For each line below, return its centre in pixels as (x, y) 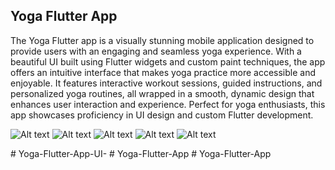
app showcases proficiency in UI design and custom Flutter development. (162, 115)
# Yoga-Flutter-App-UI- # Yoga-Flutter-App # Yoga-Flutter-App (141, 153)
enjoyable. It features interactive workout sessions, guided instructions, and (166, 83)
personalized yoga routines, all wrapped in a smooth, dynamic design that (162, 93)
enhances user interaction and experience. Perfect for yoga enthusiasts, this (168, 104)
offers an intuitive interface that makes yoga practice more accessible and (163, 72)
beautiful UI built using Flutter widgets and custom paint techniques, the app (168, 61)
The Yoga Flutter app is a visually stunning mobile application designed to (162, 40)
